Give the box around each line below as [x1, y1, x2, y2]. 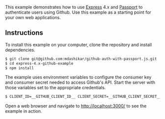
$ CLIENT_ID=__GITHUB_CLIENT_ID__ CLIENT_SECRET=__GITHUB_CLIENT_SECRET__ [5, 94, 162, 99]
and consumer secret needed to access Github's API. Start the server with [5, 79, 156, 85]
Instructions [5, 29, 43, 37]
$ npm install [5, 66, 34, 71]
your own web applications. [5, 15, 61, 20]
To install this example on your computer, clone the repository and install [5, 42, 152, 48]
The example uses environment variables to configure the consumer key [5, 74, 152, 80]
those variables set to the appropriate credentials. [5, 85, 106, 91]
